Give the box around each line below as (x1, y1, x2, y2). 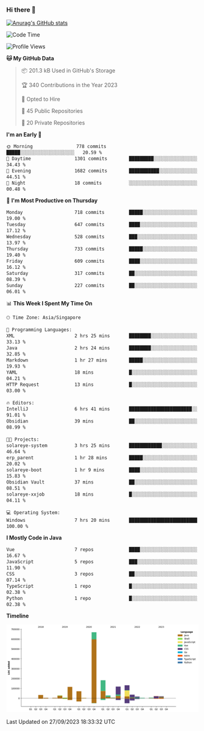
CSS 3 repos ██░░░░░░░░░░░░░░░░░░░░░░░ (6, 571, 198, 577)
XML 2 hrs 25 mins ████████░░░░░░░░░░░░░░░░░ (6, 333, 198, 339)
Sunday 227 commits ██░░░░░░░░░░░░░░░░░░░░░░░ (6, 283, 198, 289)
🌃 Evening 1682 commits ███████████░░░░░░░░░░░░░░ (6, 168, 198, 174)
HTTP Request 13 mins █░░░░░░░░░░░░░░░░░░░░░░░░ (6, 382, 198, 388)
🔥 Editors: (6, 400, 35, 406)
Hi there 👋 (6, 5, 37, 14)
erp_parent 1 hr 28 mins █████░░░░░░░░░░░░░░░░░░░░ (6, 455, 198, 461)
